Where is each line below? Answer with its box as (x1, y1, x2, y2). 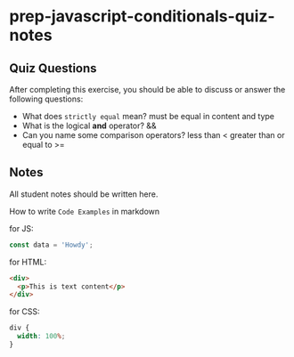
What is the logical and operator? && (21, 120, 158, 131)
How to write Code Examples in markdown (9, 206, 160, 216)
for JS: (9, 223, 34, 233)
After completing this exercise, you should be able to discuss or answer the (9, 85, 286, 94)
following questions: (9, 93, 84, 104)
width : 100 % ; (17, 332, 66, 341)
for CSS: (9, 306, 40, 317)
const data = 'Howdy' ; (9, 240, 94, 249)
